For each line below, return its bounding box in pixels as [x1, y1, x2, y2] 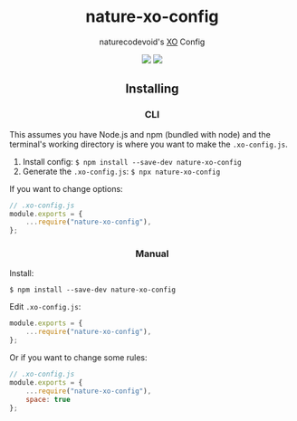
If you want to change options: [9, 183, 124, 194]
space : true [25, 395, 71, 404]
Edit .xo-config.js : [9, 301, 81, 312]
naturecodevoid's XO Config [99, 36, 206, 47]
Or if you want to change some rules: [9, 352, 148, 363]
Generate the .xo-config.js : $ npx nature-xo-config [22, 166, 221, 177]
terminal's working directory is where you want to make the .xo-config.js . [9, 139, 288, 149]
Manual [135, 247, 169, 260]
